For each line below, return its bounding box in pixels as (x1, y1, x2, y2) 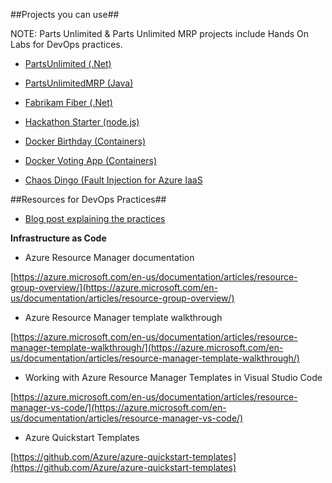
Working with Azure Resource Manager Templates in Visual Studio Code (24, 372, 323, 383)
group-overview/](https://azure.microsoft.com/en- (10, 282, 218, 293)
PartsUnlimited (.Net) (24, 58, 112, 69)
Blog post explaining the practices (24, 213, 166, 224)
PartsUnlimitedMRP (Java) (24, 77, 134, 89)
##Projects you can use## (10, 9, 120, 20)
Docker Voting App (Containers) (24, 155, 157, 166)
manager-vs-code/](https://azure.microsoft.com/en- (10, 402, 227, 413)
